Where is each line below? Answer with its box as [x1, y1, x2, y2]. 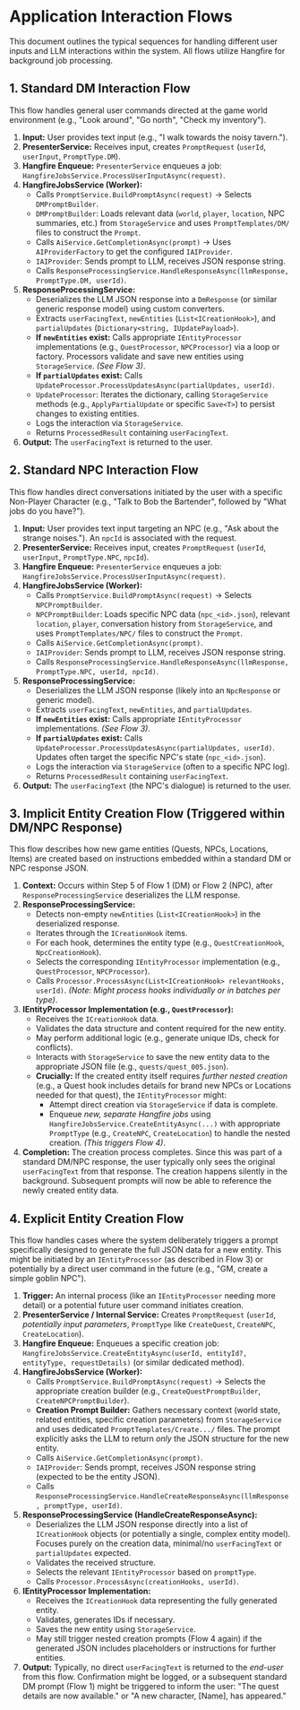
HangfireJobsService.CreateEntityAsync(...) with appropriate [48, 1118, 280, 1129]
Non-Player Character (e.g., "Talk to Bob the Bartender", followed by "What [9, 496, 287, 507]
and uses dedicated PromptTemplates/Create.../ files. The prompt [35, 1424, 280, 1435]
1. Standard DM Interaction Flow [9, 81, 191, 96]
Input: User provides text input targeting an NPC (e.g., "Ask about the [21, 523, 279, 534]
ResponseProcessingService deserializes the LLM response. [21, 890, 241, 900]
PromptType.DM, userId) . [35, 274, 127, 285]
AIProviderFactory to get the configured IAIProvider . [35, 246, 233, 256]
